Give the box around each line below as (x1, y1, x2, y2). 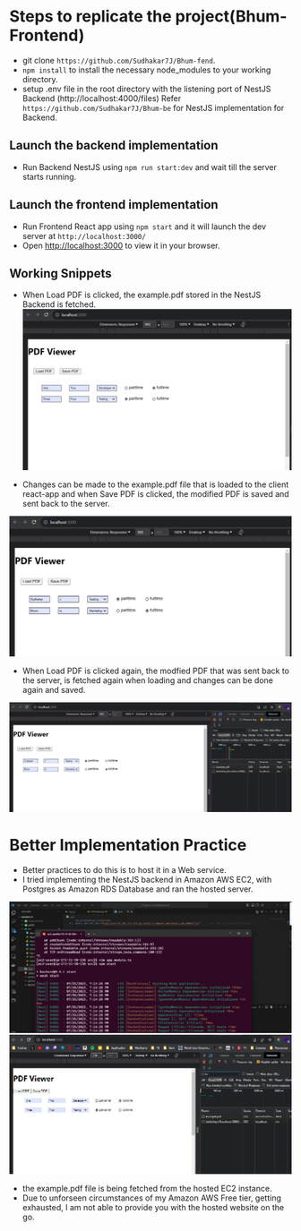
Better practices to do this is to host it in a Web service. (21, 865, 227, 876)
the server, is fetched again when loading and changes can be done (21, 674, 273, 686)
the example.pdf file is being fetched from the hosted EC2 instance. (21, 1183, 272, 1193)
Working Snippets (9, 266, 112, 281)
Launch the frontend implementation (9, 197, 219, 212)
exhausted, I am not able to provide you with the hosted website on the (21, 1201, 285, 1212)
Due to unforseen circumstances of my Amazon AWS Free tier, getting (21, 1193, 282, 1203)
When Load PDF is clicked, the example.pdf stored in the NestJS (21, 289, 262, 301)
